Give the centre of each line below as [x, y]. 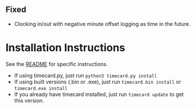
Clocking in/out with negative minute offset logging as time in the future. [102, 24]
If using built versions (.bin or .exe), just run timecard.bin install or [98, 81]
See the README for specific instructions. [57, 64]
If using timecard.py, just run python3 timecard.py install [86, 75]
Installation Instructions [65, 48]
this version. [29, 100]
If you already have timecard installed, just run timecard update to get [99, 94]
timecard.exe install [41, 88]
